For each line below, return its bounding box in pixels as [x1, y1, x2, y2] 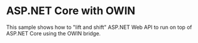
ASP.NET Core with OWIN [6, 4, 135, 18]
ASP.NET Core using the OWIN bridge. [6, 29, 101, 37]
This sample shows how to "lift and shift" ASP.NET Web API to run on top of [6, 24, 192, 31]
